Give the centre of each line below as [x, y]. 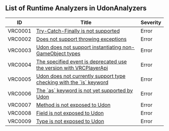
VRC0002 [20, 39]
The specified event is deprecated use [81, 61]
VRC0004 [20, 65]
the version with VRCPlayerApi [72, 68]
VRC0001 [20, 31]
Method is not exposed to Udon [73, 105]
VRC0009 [20, 121]
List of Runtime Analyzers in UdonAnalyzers [76, 8]
